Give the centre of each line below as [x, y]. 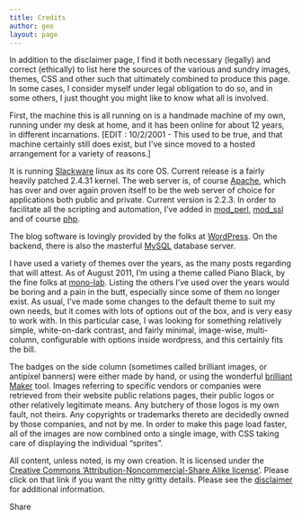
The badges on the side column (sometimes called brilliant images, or [138, 367]
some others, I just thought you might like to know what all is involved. [139, 98]
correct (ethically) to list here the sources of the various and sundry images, [150, 69]
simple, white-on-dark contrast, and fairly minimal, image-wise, [127, 330]
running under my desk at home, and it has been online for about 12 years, [147, 125]
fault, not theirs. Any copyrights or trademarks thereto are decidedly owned [149, 415]
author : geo [31, 26]
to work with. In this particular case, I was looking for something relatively [146, 321]
